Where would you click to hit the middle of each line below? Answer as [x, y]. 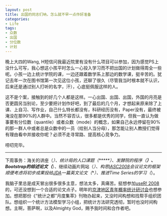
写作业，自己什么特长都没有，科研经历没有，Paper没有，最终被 [96, 109]
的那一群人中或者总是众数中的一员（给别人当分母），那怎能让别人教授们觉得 [83, 128]
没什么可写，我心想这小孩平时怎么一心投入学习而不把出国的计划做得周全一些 [83, 68]
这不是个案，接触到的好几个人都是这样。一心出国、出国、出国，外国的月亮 [81, 97]
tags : [11, 28]
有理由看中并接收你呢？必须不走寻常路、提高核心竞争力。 [64, 134]
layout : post [19, 10]
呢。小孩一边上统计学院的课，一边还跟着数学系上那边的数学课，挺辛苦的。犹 [83, 74]
